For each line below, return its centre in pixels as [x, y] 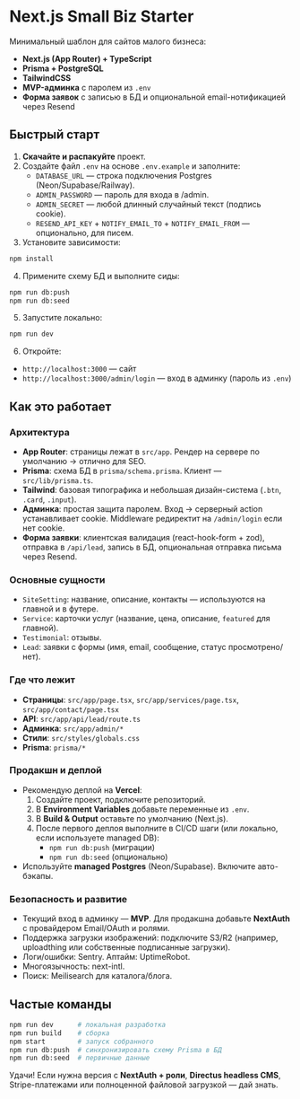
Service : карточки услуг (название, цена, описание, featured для [146, 619]
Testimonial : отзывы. [62, 637]
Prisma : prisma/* [54, 747]
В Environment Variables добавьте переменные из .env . [142, 809]
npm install [31, 259]
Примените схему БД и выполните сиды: [101, 276]
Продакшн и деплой [56, 770]
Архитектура [39, 432]
